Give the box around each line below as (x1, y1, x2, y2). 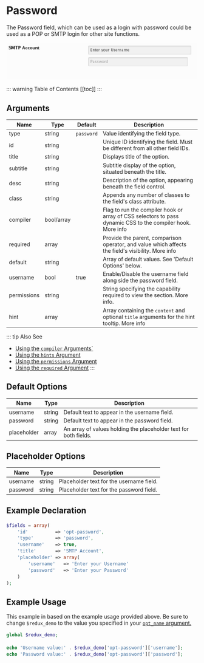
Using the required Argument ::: (15, 364, 95, 371)
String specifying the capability (103, 285, 181, 292)
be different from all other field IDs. (103, 145, 190, 152)
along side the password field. (103, 277, 178, 284)
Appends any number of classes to (103, 191, 190, 199)
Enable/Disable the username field (103, 270, 189, 278)
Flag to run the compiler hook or (103, 206, 183, 213)
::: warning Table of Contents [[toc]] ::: (6, 86, 102, 93)
